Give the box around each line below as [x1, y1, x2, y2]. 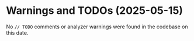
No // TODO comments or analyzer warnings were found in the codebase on [6, 23, 188, 30]
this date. [6, 29, 29, 36]
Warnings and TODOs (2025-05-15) [6, 4, 183, 17]
